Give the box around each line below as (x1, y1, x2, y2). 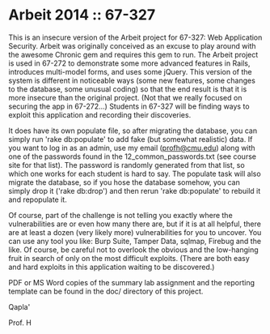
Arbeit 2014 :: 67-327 (8, 6, 156, 24)
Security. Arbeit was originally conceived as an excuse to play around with (8, 41, 256, 50)
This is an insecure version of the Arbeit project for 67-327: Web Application (8, 32, 263, 42)
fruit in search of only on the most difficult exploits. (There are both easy (8, 253, 251, 263)
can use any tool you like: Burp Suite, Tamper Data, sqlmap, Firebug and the (8, 236, 261, 246)
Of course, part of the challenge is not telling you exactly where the (8, 210, 233, 220)
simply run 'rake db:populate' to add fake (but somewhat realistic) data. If (8, 134, 253, 143)
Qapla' (8, 302, 31, 311)
